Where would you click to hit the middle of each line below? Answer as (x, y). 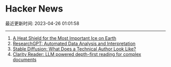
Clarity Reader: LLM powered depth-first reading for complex (77, 54)
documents (24, 59)
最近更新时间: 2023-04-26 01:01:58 (42, 23)
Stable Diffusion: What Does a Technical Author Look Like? (74, 49)
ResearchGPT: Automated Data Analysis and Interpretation (74, 43)
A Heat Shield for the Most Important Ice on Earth (64, 38)
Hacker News (34, 9)
